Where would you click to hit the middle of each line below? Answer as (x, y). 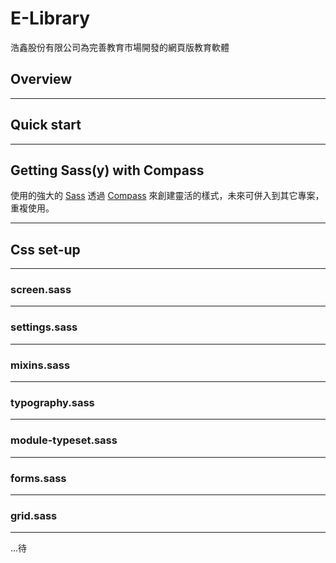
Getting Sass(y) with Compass (107, 170)
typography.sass (52, 402)
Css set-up (45, 249)
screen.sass (41, 290)
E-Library (50, 18)
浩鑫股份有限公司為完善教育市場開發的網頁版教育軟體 (120, 47)
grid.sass (34, 515)
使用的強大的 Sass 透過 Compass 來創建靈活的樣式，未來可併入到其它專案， (167, 196)
